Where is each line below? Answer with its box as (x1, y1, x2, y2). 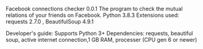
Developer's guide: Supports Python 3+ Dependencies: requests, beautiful (5, 30, 193, 37)
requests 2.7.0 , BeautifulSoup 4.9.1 (5, 18, 94, 25)
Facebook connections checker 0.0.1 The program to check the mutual (5, 5, 183, 12)
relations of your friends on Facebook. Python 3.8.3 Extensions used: (5, 11, 179, 19)
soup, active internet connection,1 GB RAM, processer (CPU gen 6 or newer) (5, 36, 198, 43)
